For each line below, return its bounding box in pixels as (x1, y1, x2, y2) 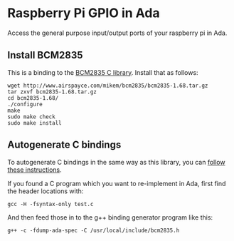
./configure (7, 101, 43, 108)
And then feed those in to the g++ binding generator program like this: (7, 212, 213, 222)
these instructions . (7, 165, 62, 174)
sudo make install (7, 119, 62, 126)
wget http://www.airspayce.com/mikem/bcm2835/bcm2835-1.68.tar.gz (7, 82, 208, 89)
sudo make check (7, 113, 55, 120)
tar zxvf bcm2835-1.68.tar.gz (7, 88, 97, 96)
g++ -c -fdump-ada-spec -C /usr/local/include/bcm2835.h (7, 227, 180, 234)
